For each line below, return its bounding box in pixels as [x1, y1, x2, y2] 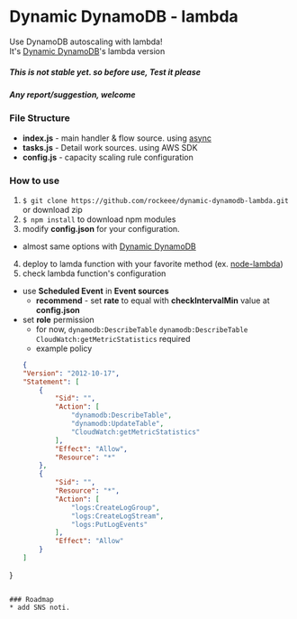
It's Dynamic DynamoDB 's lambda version [9, 45, 166, 56]
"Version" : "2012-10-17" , [22, 368, 120, 378]
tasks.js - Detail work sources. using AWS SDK [22, 142, 198, 152]
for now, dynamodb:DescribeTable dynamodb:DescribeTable [35, 323, 248, 335]
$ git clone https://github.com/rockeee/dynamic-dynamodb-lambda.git [22, 196, 290, 205]
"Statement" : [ [22, 377, 80, 386]
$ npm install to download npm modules [22, 214, 176, 225]
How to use [9, 174, 60, 187]
